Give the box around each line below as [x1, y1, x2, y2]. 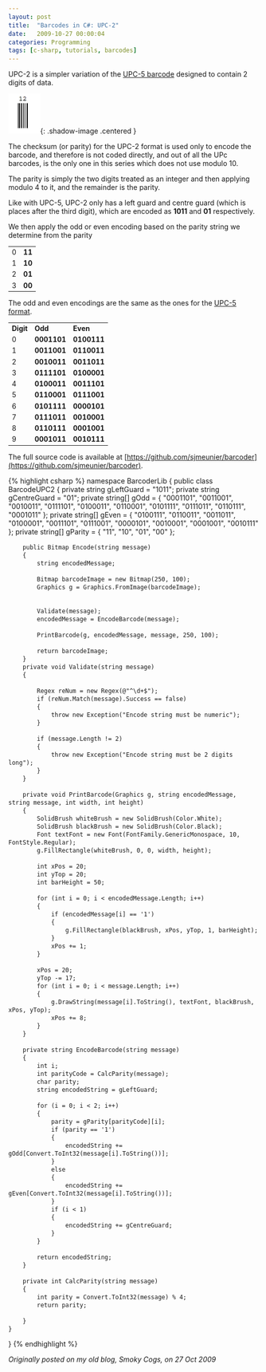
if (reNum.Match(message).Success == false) [37, 695, 187, 703]
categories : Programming [8, 38, 91, 46]
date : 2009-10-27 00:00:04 [8, 30, 105, 37]
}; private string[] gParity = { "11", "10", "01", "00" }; [8, 526, 175, 536]
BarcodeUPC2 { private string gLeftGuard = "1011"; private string [8, 484, 220, 494]
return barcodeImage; [37, 647, 109, 655]
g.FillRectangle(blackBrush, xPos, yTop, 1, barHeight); [65, 926, 259, 934]
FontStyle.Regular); [8, 838, 77, 846]
